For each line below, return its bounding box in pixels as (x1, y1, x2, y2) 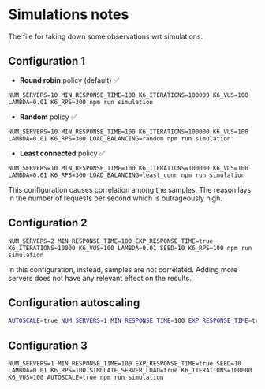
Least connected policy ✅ (19, 148, 106, 158)
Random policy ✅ (19, 112, 77, 122)
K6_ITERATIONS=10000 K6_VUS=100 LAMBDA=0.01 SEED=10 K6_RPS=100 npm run (8, 244, 252, 252)
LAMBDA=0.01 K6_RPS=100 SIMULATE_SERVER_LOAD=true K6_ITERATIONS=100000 (8, 367, 252, 375)
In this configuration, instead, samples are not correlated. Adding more (8, 264, 238, 274)
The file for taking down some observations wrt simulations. (8, 32, 203, 41)
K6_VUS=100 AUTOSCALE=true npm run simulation (8, 373, 164, 382)
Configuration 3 (8, 339, 88, 352)
